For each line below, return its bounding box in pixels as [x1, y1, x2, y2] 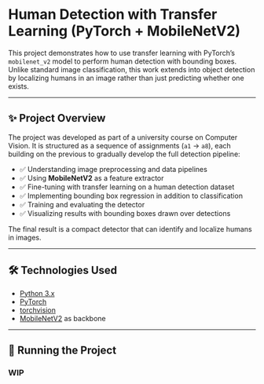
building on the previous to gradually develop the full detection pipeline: [8, 149, 241, 159]
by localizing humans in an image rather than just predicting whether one [8, 73, 245, 82]
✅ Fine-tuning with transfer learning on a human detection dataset [19, 182, 235, 192]
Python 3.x [19, 288, 55, 298]
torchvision [19, 305, 57, 315]
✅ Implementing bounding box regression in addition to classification [19, 191, 244, 200]
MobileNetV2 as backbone [19, 313, 106, 323]
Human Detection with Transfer [8, 5, 218, 24]
